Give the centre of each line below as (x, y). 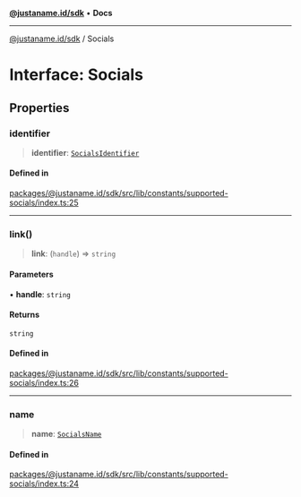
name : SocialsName (66, 434)
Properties (39, 108)
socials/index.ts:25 (44, 203)
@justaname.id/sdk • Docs (61, 13)
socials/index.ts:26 (44, 382)
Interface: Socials (76, 75)
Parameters (31, 274)
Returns (25, 315)
